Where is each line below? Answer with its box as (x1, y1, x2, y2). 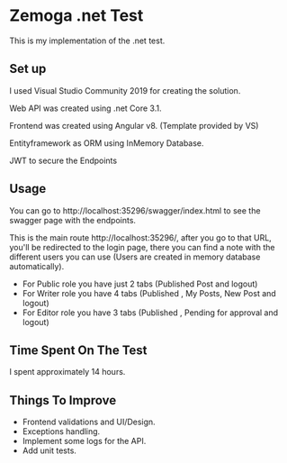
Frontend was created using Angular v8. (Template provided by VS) (9, 120, 259, 131)
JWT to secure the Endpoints (9, 155, 118, 166)
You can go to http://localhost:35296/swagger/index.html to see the (9, 204, 261, 216)
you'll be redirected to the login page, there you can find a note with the (9, 241, 275, 252)
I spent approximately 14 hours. (9, 367, 126, 377)
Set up (9, 61, 47, 77)
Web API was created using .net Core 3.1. (9, 103, 162, 113)
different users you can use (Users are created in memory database (9, 251, 261, 262)
